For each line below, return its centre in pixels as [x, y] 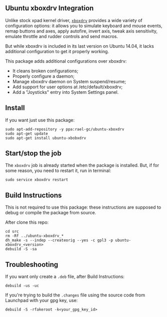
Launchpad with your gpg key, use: [41, 300]
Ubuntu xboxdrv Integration [49, 8]
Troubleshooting [32, 265]
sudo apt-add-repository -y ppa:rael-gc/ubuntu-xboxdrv [65, 129]
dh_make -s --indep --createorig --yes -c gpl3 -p [59, 240]
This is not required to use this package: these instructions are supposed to [83, 207]
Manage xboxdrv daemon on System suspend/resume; [69, 81]
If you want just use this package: [40, 120]
